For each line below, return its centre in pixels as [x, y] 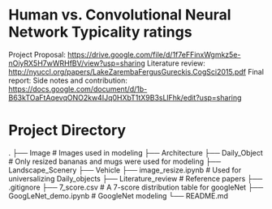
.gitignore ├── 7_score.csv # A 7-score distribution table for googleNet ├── [136, 187]
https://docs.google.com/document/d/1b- [78, 89]
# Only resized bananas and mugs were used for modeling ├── [115, 161]
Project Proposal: [37, 54]
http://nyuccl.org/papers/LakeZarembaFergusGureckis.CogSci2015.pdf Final [136, 71]
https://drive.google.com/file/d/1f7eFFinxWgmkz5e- [154, 54]
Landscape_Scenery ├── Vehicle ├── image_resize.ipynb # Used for [125, 170]
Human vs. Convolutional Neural [120, 15]
